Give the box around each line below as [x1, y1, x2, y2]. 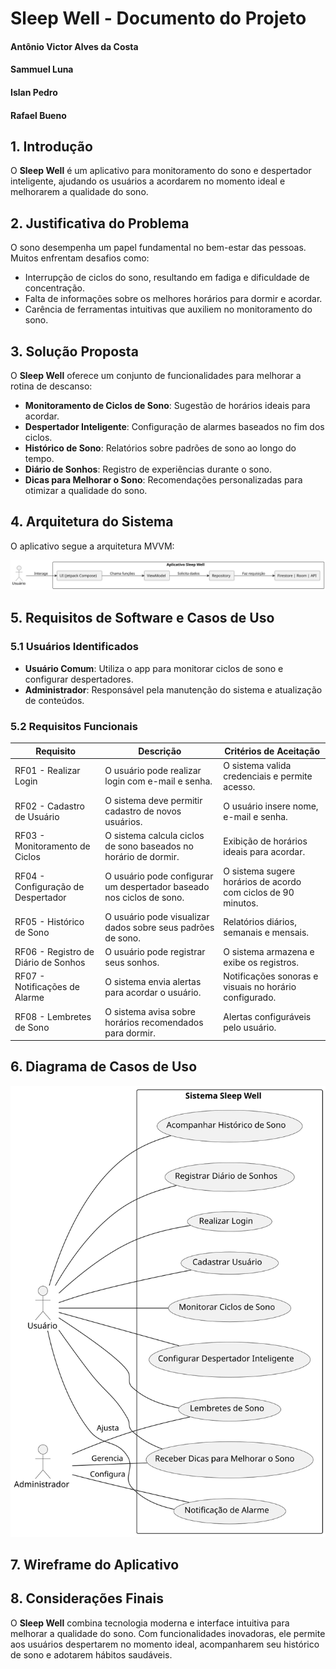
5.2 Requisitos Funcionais [10, 719, 138, 733]
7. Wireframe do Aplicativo [10, 1557, 180, 1574]
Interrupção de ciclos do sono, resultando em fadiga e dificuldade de [24, 272, 310, 284]
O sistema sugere [223, 865, 296, 877]
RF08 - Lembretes [14, 1011, 92, 1023]
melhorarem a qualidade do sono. [10, 186, 149, 198]
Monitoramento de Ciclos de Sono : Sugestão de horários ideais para [24, 400, 311, 411]
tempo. [24, 453, 55, 464]
